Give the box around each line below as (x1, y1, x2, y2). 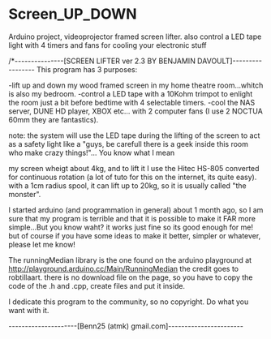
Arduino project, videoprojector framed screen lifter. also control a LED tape (8, 32, 262, 41)
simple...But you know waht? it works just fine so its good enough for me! (8, 222, 254, 232)
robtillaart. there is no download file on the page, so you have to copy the (8, 272, 253, 282)
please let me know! (8, 239, 75, 249)
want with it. (8, 305, 49, 315)
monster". (8, 189, 41, 199)
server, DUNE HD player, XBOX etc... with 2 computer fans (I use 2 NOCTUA (8, 106, 264, 116)
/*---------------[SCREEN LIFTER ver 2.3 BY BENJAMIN (8, 56, 196, 66)
